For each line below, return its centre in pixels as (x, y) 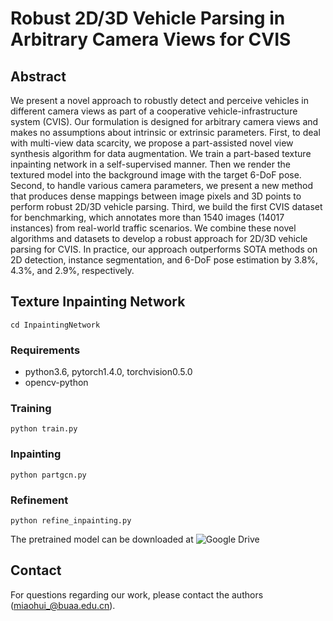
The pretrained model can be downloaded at (102, 539)
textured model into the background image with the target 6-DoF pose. (156, 175)
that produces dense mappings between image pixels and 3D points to (156, 196)
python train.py (44, 429)
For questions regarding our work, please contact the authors (137, 594)
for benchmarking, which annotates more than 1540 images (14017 (147, 217)
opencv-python (56, 383)
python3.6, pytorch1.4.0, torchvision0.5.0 (108, 372)
